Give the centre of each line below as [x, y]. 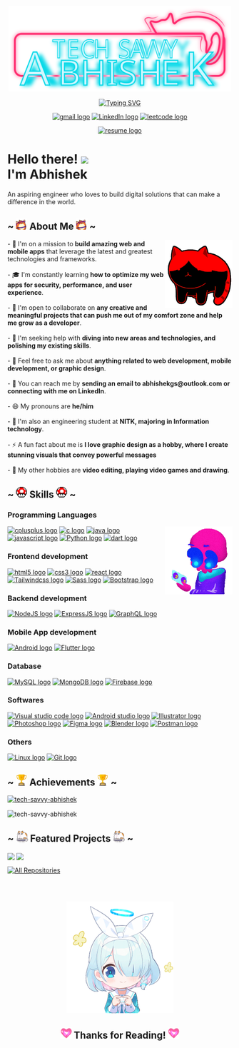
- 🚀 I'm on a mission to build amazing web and [76, 243]
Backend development [47, 598]
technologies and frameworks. [52, 258]
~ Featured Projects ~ [71, 838]
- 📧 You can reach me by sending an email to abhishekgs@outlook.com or [119, 383]
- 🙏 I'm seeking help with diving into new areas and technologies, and [112, 338]
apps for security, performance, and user [70, 285]
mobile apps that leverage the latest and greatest [80, 251]
